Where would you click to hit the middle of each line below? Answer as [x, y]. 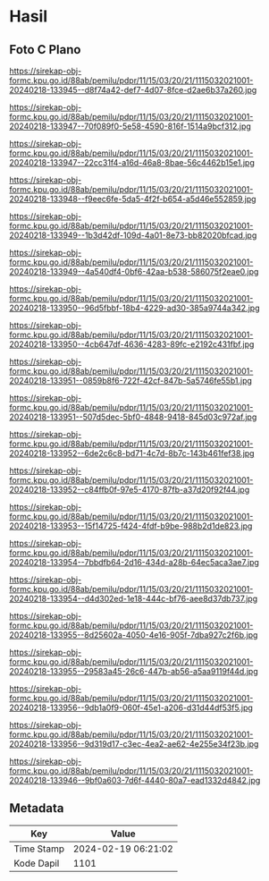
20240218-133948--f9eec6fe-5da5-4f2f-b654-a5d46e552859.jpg [133, 199]
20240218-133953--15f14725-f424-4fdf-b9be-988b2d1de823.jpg [131, 526]
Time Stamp [39, 849]
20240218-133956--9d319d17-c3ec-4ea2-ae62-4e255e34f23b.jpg [134, 744]
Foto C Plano [45, 50]
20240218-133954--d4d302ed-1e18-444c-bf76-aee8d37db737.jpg [134, 598]
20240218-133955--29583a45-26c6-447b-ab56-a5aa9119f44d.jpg [134, 671]
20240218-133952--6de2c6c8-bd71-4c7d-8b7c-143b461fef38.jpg [132, 453]
